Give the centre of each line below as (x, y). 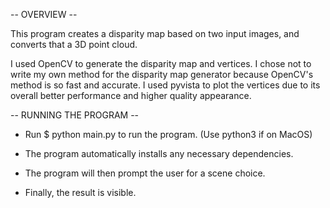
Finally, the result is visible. (80, 192)
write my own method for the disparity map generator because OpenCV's (162, 74)
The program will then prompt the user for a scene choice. (145, 173)
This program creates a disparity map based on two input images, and (155, 33)
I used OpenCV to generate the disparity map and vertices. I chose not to (161, 63)
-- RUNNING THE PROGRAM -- (75, 115)
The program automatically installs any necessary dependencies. (159, 153)
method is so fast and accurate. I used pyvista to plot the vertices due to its (165, 85)
